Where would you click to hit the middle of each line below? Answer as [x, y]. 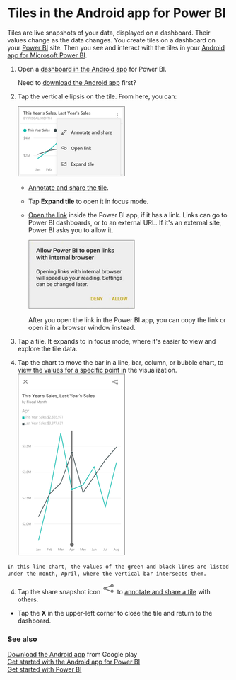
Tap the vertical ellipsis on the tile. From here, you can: [97, 96]
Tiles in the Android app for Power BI [117, 13]
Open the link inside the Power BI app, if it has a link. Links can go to [128, 215]
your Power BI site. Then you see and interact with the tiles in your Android [116, 47]
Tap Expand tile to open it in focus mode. [88, 201]
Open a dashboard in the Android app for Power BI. [92, 69]
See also [22, 639]
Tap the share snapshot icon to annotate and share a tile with [114, 591]
